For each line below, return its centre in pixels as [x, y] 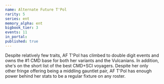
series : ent [17, 19]
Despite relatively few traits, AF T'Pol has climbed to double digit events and [82, 55]
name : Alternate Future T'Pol [36, 10]
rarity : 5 [15, 14]
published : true [22, 42]
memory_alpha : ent [24, 23]
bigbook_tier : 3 [22, 28]
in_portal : [16, 37]
